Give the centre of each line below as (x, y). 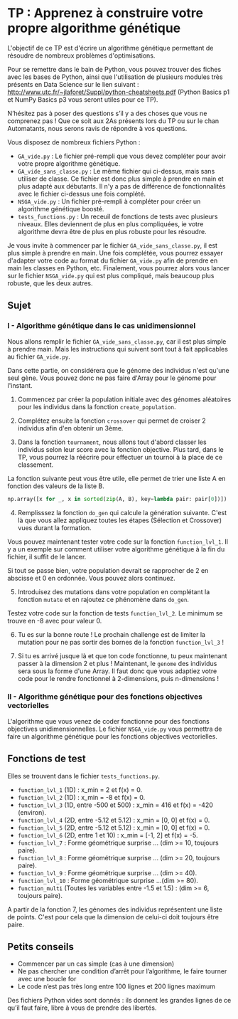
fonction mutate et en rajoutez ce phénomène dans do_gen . (103, 599)
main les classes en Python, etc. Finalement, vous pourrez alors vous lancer (118, 268)
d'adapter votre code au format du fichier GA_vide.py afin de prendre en (113, 260)
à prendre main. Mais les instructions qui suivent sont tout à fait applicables (118, 349)
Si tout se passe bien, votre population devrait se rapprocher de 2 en (108, 570)
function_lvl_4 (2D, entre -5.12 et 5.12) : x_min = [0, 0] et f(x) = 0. (114, 820)
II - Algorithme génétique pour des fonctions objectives (105, 697)
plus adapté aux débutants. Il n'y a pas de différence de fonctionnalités (121, 186)
